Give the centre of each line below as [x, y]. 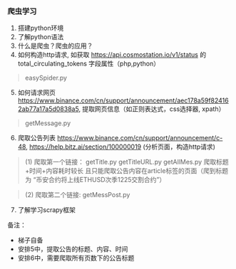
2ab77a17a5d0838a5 [48, 109]
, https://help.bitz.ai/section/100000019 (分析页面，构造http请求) [121, 147]
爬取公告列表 [36, 138]
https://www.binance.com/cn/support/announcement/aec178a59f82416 [123, 100]
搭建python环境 [41, 28]
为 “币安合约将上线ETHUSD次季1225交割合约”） [95, 180]
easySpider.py [46, 78]
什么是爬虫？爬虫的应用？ [55, 46]
